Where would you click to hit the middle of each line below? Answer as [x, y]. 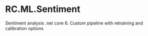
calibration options [24, 28]
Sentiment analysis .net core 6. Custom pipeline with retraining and [74, 23]
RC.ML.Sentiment [43, 9]
